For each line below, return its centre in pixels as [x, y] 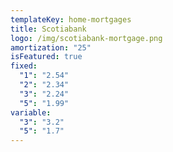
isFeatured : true [46, 57]
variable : [31, 112]
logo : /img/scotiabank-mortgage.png [86, 38]
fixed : [24, 66]
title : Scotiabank [48, 29]
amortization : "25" [51, 47]
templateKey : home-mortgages [71, 19]
